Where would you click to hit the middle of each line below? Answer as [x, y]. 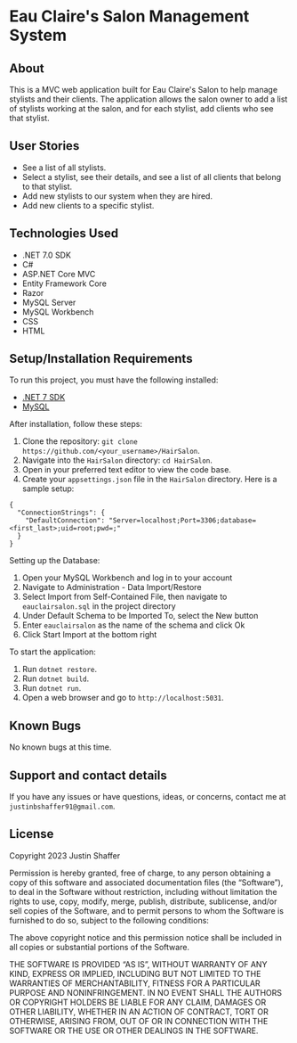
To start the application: [52, 652]
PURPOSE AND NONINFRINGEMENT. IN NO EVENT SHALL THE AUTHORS [146, 992]
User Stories [44, 146]
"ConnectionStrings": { [61, 513]
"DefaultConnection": [65, 521]
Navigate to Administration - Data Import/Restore [112, 587]
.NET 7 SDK [44, 398]
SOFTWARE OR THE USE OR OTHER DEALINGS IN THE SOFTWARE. [134, 1031]
